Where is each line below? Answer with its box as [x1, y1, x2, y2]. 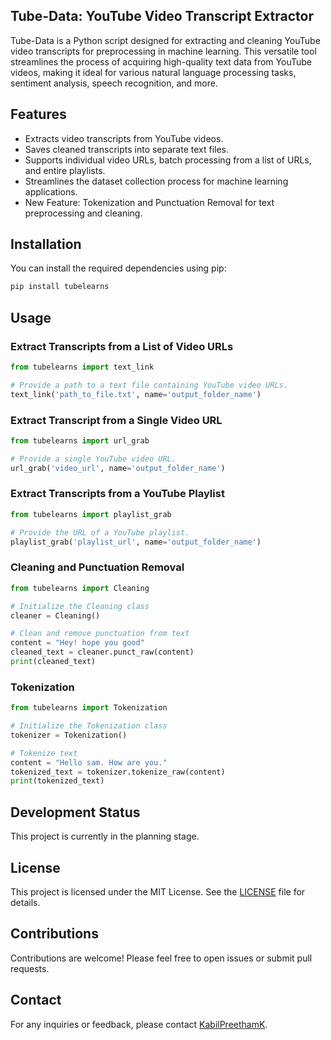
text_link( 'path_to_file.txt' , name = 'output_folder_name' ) [10, 389, 262, 399]
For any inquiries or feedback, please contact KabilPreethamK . [10, 1018, 268, 1030]
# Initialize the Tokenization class [10, 721, 168, 731]
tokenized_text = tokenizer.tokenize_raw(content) [10, 767, 226, 777]
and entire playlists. [24, 164, 106, 176]
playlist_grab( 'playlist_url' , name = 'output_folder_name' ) [10, 537, 262, 547]
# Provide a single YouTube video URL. [10, 454, 177, 464]
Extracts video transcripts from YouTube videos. [24, 132, 224, 144]
